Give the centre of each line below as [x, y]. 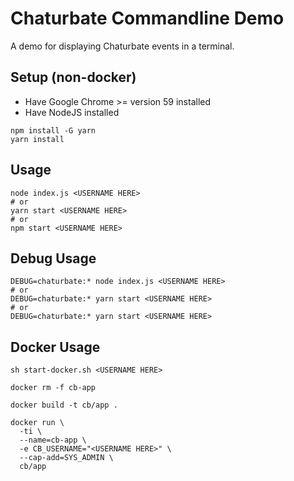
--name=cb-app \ [53, 440]
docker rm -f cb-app [53, 388]
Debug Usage [53, 258]
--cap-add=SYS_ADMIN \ [66, 458]
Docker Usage [55, 347]
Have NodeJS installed [72, 112]
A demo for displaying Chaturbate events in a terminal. [122, 46]
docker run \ [37, 423]
